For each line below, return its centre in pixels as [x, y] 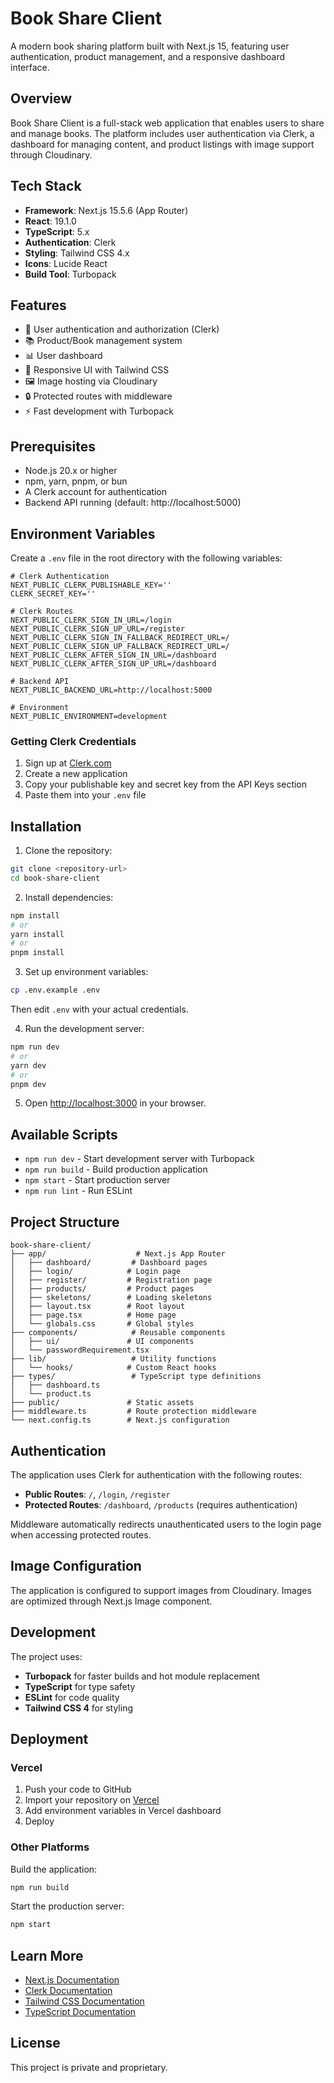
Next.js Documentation [72, 1980]
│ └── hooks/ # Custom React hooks [113, 1368]
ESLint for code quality [72, 1697]
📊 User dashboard [63, 356]
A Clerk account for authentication [96, 492]
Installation [46, 826]
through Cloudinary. [51, 154]
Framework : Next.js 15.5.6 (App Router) [106, 210]
